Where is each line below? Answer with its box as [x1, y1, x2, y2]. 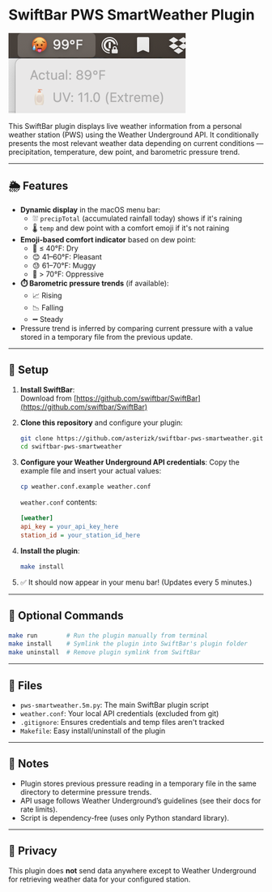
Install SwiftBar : [19, 384, 75, 394]
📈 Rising [32, 290, 62, 300]
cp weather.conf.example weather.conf [19, 482, 151, 491]
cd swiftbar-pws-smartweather [19, 443, 123, 451]
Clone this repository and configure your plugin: [19, 418, 184, 427]
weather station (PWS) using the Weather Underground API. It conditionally [8, 130, 259, 139]
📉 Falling [32, 302, 64, 312]
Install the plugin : [19, 546, 80, 555]
